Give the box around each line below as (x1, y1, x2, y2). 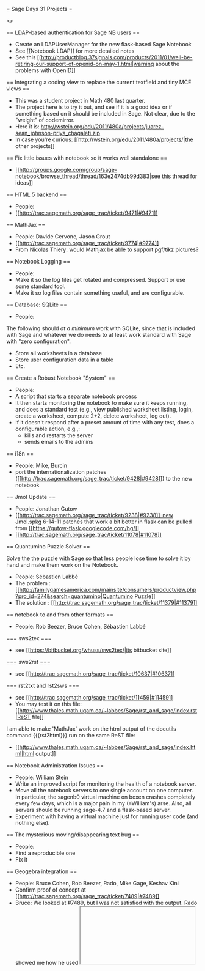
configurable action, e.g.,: (15, 425, 81, 432)
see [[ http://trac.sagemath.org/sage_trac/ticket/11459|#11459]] (15, 694, 173, 701)
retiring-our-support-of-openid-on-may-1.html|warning (15, 61, 154, 67)
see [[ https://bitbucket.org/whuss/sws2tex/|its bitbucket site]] (15, 646, 172, 654)
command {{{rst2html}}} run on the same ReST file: (6, 732, 135, 739)
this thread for (161, 172, 198, 180)
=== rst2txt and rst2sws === (6, 682, 79, 689)
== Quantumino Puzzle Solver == (6, 543, 90, 550)
